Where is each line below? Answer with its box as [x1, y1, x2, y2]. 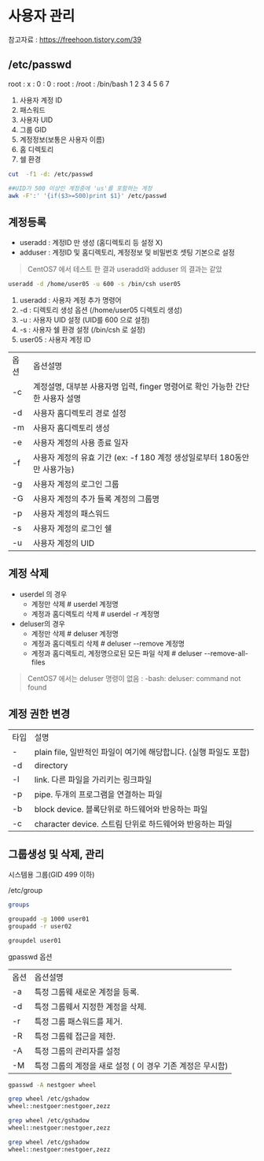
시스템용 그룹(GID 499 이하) [8, 870, 95, 879]
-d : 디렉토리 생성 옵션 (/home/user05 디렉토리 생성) [19, 305, 183, 315]
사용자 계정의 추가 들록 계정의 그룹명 [32, 493, 159, 504]
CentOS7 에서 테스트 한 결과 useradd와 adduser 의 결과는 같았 [27, 265, 222, 274]
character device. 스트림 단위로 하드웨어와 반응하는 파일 [34, 818, 233, 829]
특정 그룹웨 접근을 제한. [34, 1030, 115, 1041]
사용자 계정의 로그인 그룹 [32, 478, 119, 489]
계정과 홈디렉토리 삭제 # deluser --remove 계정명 [31, 638, 185, 648]
